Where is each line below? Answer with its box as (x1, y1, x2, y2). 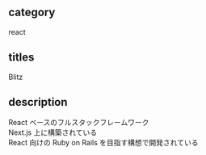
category (8, 6, 56, 19)
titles (8, 51, 35, 65)
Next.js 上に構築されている (8, 128, 98, 137)
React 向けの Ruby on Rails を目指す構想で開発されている (8, 138, 199, 148)
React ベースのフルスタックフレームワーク (8, 118, 149, 128)
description (8, 95, 68, 109)
